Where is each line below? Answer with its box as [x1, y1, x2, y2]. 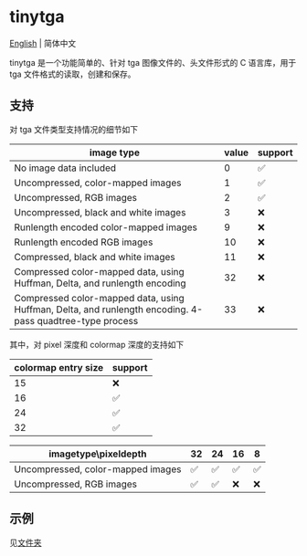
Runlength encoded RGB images [14, 236, 153, 248]
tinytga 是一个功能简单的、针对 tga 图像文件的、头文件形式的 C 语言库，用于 [9, 57, 297, 68]
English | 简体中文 [9, 37, 77, 48]
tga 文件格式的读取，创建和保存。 [9, 68, 136, 79]
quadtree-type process [37, 314, 139, 327]
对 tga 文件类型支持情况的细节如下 [9, 123, 139, 134]
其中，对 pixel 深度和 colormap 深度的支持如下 [9, 339, 185, 350]
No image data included [14, 162, 117, 174]
